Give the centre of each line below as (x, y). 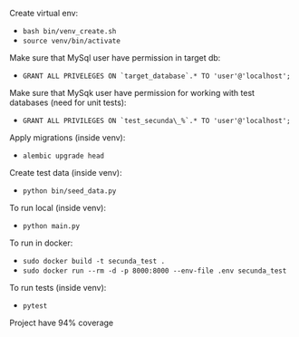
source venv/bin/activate (71, 41)
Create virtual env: (44, 13)
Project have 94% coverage (62, 323)
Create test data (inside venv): (66, 173)
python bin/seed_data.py (69, 191)
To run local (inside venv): (58, 208)
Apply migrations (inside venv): (68, 138)
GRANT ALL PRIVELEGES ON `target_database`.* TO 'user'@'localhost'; (157, 76)
